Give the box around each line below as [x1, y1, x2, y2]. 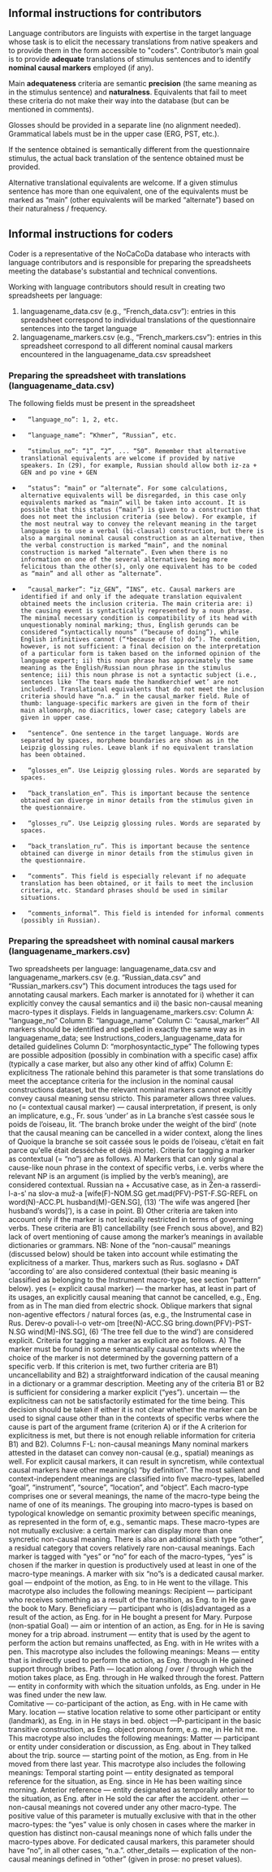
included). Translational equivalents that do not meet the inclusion [19, 685, 265, 693]
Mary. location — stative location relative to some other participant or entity [8, 1708, 261, 1717]
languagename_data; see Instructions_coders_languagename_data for [8, 1033, 243, 1043]
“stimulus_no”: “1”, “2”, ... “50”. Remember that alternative [28, 447, 246, 455]
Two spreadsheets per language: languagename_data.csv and [8, 964, 217, 974]
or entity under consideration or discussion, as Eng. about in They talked [8, 1742, 252, 1752]
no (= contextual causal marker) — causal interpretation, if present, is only [8, 1102, 257, 1112]
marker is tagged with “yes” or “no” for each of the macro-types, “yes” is [8, 1551, 253, 1561]
